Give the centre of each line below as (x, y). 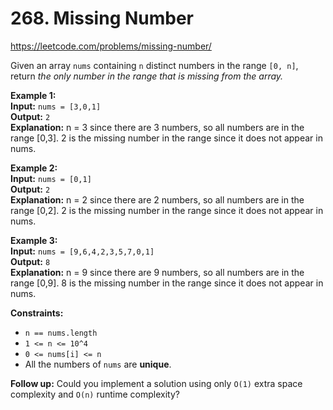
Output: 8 (30, 261)
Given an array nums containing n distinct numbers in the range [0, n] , (154, 65)
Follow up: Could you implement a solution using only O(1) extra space (156, 383)
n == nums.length (61, 333)
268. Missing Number (102, 18)
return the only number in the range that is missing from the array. (147, 76)
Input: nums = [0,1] (51, 178)
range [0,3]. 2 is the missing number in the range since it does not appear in (166, 138)
